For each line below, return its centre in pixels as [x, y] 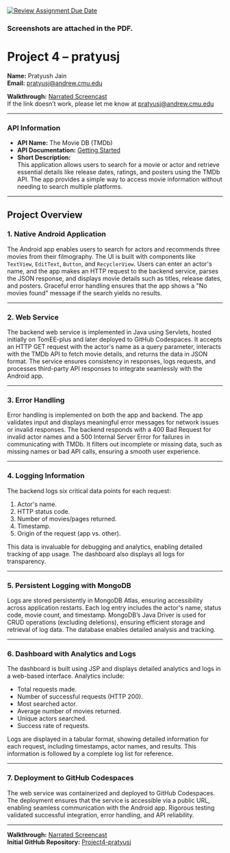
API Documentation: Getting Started [69, 150]
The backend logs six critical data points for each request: [89, 490]
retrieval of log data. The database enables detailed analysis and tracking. [111, 630]
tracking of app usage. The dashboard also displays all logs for [96, 554]
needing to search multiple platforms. [70, 187]
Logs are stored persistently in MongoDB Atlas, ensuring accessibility [105, 600]
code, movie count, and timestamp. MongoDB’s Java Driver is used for [107, 615]
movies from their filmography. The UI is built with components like [102, 256]
